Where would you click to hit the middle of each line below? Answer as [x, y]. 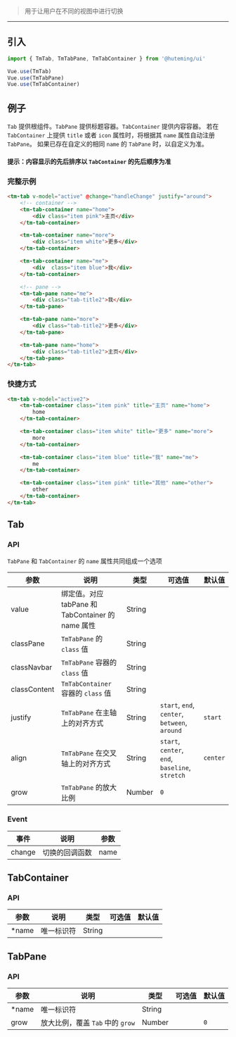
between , [173, 722]
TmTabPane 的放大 [89, 787]
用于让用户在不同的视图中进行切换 [74, 11]
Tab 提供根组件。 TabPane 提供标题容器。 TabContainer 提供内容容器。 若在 [113, 127]
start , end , [177, 705]
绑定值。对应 [82, 593]
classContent [33, 689]
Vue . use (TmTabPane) [36, 78]
